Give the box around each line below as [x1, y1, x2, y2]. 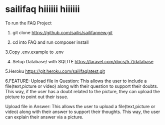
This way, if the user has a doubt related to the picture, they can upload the [5, 88, 160, 94]
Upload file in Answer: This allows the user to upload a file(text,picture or [5, 103, 155, 109]
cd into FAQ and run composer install [12, 39, 89, 45]
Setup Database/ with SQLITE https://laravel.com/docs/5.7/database [12, 58, 154, 64]
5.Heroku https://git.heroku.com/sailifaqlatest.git [5, 68, 105, 74]
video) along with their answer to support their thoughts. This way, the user [5, 109, 160, 115]
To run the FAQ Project [5, 20, 52, 26]
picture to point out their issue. [5, 94, 68, 100]
